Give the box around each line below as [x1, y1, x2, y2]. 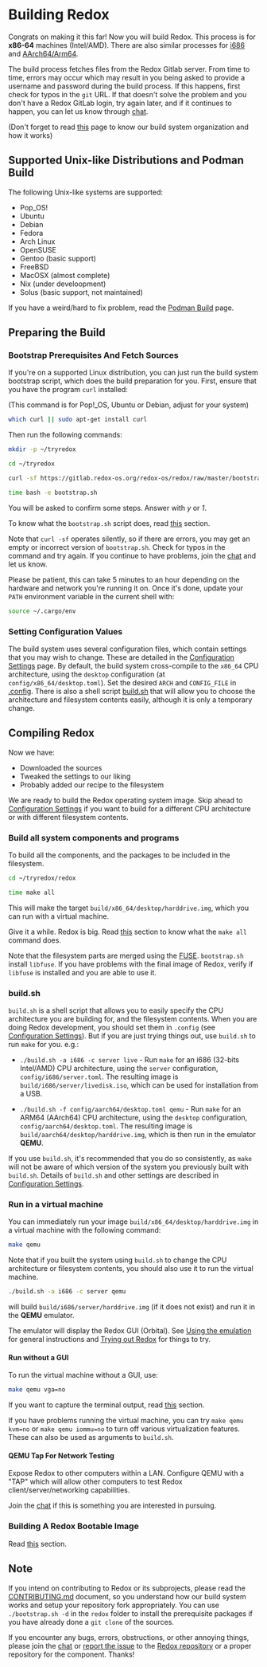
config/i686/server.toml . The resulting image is [19, 1072, 179, 1081]
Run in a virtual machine [8, 1199, 103, 1210]
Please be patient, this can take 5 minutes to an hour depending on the [8, 575, 240, 584]
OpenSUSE [19, 245, 57, 254]
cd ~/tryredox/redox [8, 874, 77, 882]
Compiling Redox [8, 727, 95, 740]
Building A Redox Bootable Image [8, 1520, 139, 1532]
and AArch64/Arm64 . [8, 49, 79, 58]
